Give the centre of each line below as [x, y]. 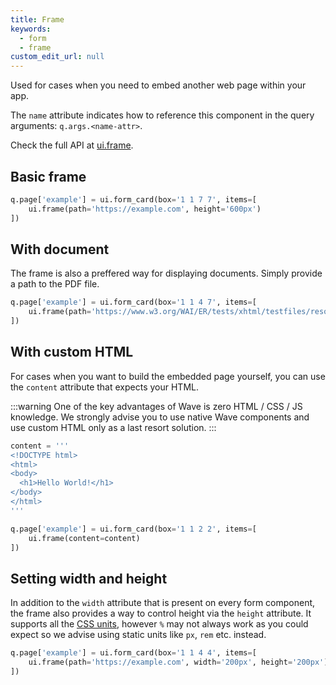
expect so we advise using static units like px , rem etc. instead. [138, 635]
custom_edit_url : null [57, 57]
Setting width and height [89, 578]
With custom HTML [72, 352]
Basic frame [48, 176]
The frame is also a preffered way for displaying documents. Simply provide [166, 273]
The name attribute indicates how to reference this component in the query [162, 115]
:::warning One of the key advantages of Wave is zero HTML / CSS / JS [156, 406]
